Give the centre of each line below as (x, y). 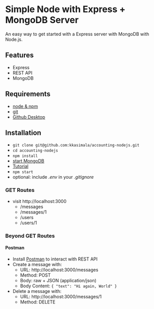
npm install (25, 156)
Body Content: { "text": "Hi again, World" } (68, 286)
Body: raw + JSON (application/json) (58, 280)
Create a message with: (37, 264)
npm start (23, 172)
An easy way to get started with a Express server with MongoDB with (77, 34)
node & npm (25, 106)
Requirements (28, 94)
